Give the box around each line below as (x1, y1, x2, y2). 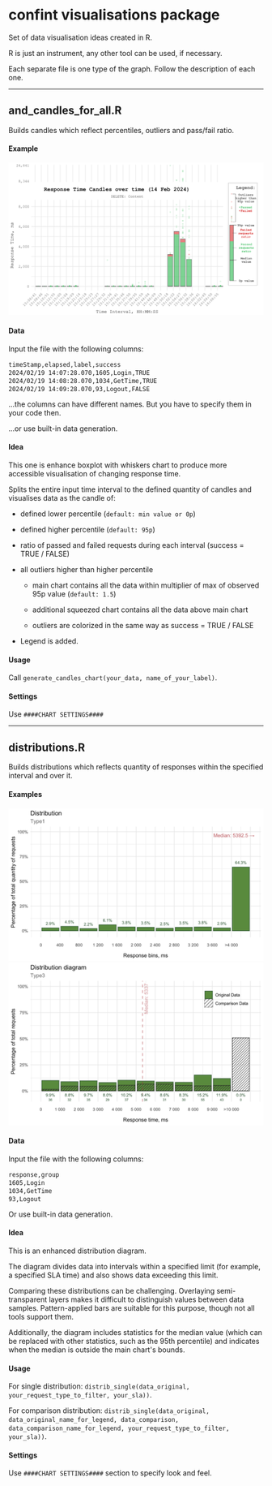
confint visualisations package (8, 6, 220, 24)
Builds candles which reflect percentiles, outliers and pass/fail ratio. (8, 125, 235, 135)
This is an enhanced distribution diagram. (8, 1246, 147, 1256)
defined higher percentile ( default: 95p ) (19, 525, 155, 535)
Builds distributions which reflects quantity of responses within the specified (8, 762, 264, 772)
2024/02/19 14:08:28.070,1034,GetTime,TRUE (8, 377, 158, 385)
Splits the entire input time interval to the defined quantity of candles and (8, 485, 253, 494)
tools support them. (8, 1312, 74, 1322)
